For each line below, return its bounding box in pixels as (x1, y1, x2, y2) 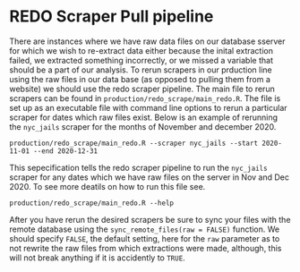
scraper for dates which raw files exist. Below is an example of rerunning (9, 112, 279, 123)
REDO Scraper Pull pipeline (9, 6, 214, 27)
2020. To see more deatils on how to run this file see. (9, 181, 206, 191)
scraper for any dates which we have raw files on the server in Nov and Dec (9, 172, 289, 183)
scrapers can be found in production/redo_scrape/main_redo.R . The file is (9, 92, 281, 104)
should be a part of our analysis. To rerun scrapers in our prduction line (9, 64, 272, 75)
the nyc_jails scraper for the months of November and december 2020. (9, 121, 277, 132)
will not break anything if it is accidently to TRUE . (9, 252, 185, 263)
